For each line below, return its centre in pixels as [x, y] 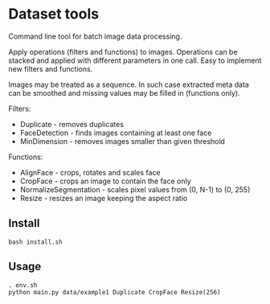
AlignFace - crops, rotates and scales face [90, 172]
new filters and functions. [51, 68]
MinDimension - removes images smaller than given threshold [122, 141]
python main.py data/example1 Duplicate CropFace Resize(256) [115, 292]
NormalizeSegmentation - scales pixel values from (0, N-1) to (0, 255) [135, 189]
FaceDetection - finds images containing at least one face [116, 133]
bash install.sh [35, 242]
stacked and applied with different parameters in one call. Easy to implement [135, 60]
